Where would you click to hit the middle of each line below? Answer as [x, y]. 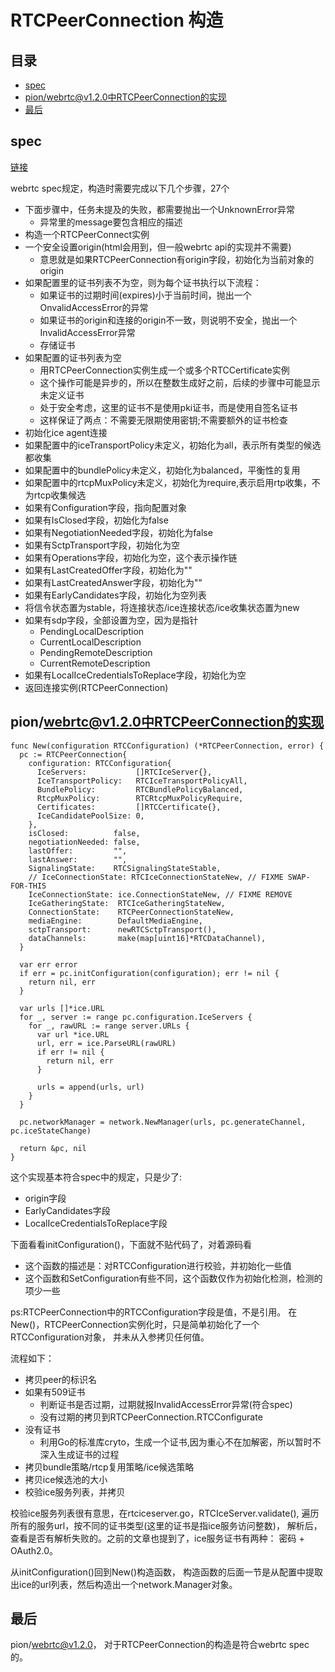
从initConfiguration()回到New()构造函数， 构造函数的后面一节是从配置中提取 [167, 1572]
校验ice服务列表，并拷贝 [75, 1492]
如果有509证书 [55, 1392]
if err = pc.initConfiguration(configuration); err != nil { [149, 973]
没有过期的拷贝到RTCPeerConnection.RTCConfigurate [151, 1417]
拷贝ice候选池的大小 [66, 1479]
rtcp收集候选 [60, 495]
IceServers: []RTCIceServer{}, [124, 772]
